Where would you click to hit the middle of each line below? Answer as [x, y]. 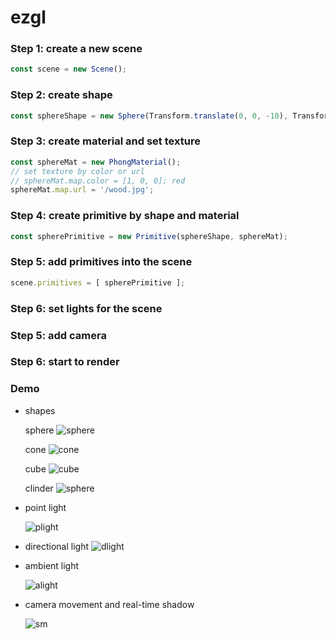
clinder [39, 488]
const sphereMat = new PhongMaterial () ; [96, 162]
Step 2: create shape [61, 95]
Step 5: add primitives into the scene [101, 262]
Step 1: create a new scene [76, 49]
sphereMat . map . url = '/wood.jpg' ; [82, 190]
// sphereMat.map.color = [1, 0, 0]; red [98, 181]
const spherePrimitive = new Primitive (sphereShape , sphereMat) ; [149, 236]
